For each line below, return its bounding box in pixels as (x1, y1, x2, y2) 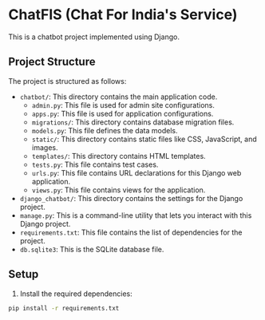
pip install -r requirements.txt (8, 304, 120, 312)
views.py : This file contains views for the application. (31, 185, 206, 195)
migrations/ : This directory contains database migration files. (31, 117, 235, 127)
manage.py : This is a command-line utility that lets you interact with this (19, 210, 252, 220)
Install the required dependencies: (19, 289, 133, 298)
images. (31, 142, 58, 152)
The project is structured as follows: (8, 76, 127, 85)
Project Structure (8, 55, 96, 69)
